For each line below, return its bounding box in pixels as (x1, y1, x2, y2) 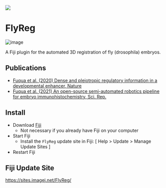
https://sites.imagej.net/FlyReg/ (5, 177, 72, 183)
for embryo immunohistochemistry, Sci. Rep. (12, 93, 107, 99)
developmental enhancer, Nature (12, 83, 82, 89)
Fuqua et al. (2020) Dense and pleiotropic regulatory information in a (12, 77, 157, 84)
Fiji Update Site (5, 164, 55, 172)
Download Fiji (12, 122, 42, 128)
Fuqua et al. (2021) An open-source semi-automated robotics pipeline (12, 88, 160, 94)
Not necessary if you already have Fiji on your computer (20, 127, 139, 133)
